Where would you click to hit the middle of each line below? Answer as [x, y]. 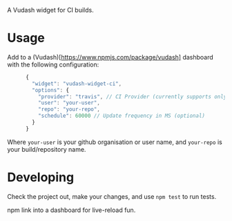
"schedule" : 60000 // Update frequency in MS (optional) [122, 116]
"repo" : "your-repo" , [69, 109]
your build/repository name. [47, 149]
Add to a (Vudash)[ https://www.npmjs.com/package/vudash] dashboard [110, 57]
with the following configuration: [53, 64]
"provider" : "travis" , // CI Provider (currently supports [125, 96]
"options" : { [51, 90]
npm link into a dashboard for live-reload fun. [71, 210]
